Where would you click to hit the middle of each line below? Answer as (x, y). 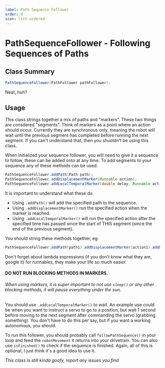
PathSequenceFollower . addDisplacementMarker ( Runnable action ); (71, 179)
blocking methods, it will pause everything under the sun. (63, 289)
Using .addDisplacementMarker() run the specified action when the (80, 208)
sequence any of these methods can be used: (52, 166)
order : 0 (14, 14)
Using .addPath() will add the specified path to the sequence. (75, 202)
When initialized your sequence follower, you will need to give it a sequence (82, 155)
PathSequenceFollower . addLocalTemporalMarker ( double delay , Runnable (78, 184)
